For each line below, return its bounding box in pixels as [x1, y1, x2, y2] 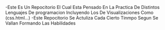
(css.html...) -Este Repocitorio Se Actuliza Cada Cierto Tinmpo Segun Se [5, 15, 159, 20]
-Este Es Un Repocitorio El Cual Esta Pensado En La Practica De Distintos [5, 4, 160, 10]
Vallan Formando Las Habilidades [5, 20, 76, 26]
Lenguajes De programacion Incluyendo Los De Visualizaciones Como [5, 9, 154, 15]
